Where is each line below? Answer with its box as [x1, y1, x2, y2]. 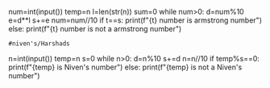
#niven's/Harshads [8, 40, 70, 48]
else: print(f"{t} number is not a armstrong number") [8, 24, 182, 33]
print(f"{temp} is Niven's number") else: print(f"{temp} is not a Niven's [8, 62, 243, 72]
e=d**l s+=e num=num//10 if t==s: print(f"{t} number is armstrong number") [8, 15, 263, 25]
